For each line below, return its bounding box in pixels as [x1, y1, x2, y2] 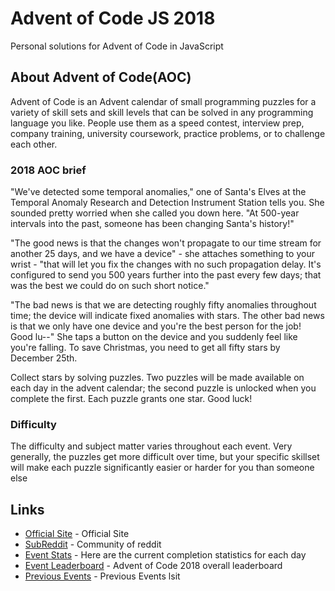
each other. [10, 138, 58, 150]
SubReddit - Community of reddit [24, 538, 162, 551]
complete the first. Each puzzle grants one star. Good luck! [10, 393, 253, 405]
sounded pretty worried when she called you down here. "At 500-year [10, 207, 300, 219]
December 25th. [10, 352, 78, 364]
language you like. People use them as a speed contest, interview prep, [10, 117, 305, 129]
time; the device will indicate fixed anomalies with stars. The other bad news [10, 310, 325, 322]
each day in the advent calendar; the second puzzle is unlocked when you [10, 382, 317, 394]
